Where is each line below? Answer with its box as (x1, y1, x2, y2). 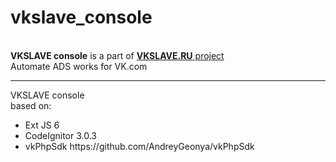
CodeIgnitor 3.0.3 (24, 129, 97, 141)
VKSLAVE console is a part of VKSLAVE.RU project (10, 49, 225, 61)
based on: (10, 99, 52, 111)
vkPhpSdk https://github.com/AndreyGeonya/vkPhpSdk (24, 140, 255, 152)
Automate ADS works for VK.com (10, 60, 148, 72)
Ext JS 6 (24, 119, 60, 131)
